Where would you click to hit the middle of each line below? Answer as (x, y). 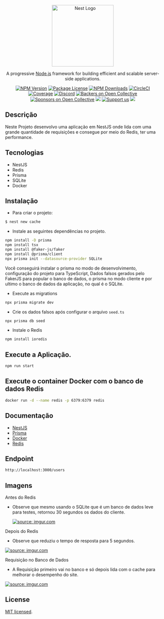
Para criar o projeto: (33, 213)
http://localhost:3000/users (35, 470)
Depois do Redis (22, 531)
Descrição (21, 115)
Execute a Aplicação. (38, 355)
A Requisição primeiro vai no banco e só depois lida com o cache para (84, 569)
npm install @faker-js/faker (35, 250)
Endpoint (19, 459)
